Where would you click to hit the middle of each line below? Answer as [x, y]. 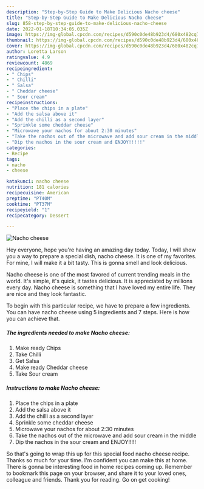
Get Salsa [27, 361]
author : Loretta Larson [36, 52]
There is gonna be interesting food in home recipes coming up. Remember [99, 467]
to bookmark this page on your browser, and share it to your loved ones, [97, 473]
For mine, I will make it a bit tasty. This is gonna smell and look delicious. [97, 263]
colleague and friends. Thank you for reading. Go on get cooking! [88, 480]
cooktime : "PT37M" [29, 204]
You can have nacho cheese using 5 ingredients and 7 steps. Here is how [98, 312]
